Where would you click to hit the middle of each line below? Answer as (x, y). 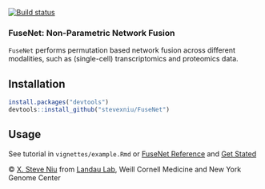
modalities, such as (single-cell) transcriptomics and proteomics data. (123, 59)
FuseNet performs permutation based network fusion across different (122, 50)
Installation (37, 84)
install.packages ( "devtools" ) (59, 102)
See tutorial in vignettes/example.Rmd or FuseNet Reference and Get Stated (132, 154)
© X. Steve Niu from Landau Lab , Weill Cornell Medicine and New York (125, 169)
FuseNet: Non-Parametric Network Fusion (92, 33)
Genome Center (35, 177)
